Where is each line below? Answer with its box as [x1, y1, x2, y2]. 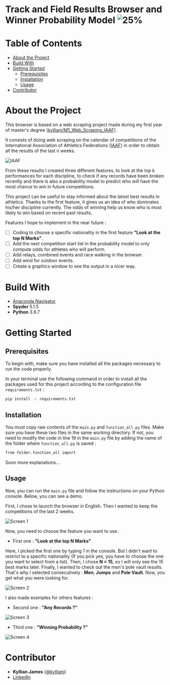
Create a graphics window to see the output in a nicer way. [12, 263, 136, 269]
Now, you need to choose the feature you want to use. [5, 528, 119, 534]
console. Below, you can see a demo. [5, 493, 83, 499]
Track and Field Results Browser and [5, 4, 162, 15]
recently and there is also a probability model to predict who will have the [5, 178, 158, 184]
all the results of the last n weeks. [5, 148, 76, 154]
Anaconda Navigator [12, 298, 56, 304]
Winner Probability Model [5, 14, 116, 26]
